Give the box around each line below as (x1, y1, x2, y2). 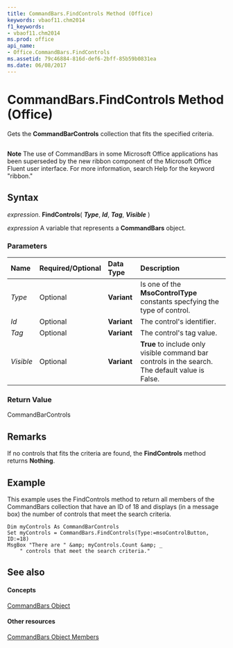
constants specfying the (140, 297, 220, 306)
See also (7, 567, 45, 579)
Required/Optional (39, 263, 102, 273)
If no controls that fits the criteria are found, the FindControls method (7, 449, 206, 458)
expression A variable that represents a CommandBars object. (7, 224, 186, 232)
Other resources (7, 617, 55, 626)
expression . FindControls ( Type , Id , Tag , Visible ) (7, 210, 150, 219)
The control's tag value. (140, 328, 217, 338)
